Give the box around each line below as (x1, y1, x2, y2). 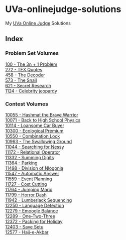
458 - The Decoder (5, 72, 45, 78)
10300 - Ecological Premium (5, 128, 64, 134)
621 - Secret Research (5, 82, 51, 88)
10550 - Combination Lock (5, 133, 60, 139)
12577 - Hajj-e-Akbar (5, 229, 49, 235)
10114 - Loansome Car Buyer (5, 122, 64, 129)
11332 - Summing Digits (5, 154, 54, 160)
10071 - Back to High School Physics (5, 117, 81, 123)
